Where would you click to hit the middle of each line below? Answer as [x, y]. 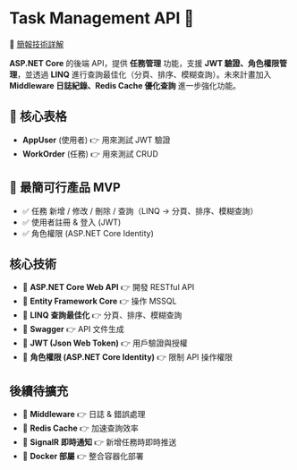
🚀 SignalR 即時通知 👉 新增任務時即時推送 [99, 442]
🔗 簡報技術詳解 [37, 44]
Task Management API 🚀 [102, 18]
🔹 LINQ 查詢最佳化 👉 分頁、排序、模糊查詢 [102, 315]
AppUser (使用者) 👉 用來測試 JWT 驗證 [96, 140]
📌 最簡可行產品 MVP [65, 188]
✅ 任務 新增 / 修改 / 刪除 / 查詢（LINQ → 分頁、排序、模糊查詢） [140, 210]
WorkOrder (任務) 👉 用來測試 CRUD [90, 154]
